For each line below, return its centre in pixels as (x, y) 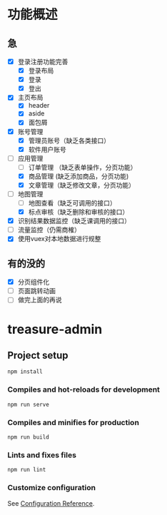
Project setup (38, 355)
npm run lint (27, 470)
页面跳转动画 (36, 291)
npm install (25, 372)
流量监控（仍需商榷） (49, 230)
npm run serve (29, 404)
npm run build (29, 437)
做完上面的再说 (40, 300)
